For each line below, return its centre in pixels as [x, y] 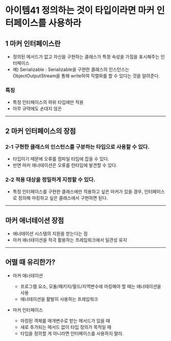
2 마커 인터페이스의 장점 [41, 131]
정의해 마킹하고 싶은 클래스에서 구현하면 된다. [63, 198]
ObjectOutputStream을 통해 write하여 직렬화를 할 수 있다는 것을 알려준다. [86, 76]
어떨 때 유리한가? [30, 262]
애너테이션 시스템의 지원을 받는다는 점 [50, 234]
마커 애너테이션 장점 [35, 220]
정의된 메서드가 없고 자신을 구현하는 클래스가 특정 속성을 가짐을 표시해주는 [86, 57]
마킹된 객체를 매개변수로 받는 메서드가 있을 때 [65, 321]
